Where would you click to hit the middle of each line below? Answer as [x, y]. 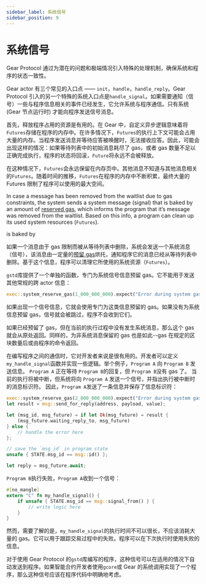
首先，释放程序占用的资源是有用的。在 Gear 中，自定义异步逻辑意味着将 [97, 125]
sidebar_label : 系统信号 [36, 12]
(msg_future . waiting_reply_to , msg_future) [74, 421]
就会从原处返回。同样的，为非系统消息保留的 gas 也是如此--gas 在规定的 [98, 336]
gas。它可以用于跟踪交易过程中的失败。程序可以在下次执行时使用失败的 [109, 539]
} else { [17, 426]
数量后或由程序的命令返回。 [46, 343]
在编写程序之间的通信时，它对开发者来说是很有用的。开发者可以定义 [92, 356]
